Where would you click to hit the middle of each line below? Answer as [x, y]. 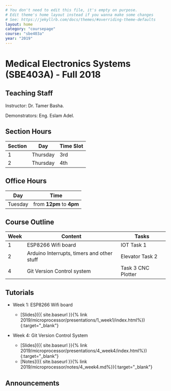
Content [71, 236]
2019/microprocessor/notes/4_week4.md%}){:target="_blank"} [86, 367]
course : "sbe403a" [25, 34]
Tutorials [20, 292]
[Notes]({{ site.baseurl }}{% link [54, 362]
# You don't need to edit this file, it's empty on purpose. [72, 10]
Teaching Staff [29, 93]
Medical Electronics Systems [68, 64]
